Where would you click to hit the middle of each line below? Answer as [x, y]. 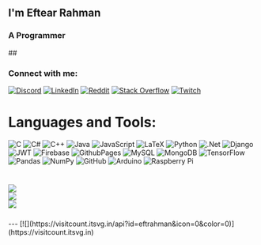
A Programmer [37, 36]
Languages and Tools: [82, 122]
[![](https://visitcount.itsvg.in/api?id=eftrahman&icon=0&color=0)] [127, 224]
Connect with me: [43, 73]
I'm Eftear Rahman [55, 13]
